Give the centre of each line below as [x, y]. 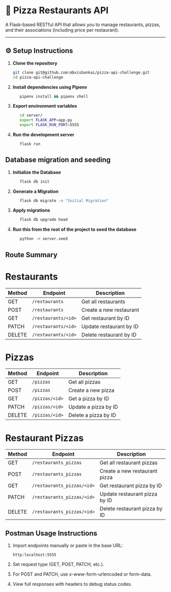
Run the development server [44, 134]
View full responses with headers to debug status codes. [72, 584]
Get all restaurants [103, 302]
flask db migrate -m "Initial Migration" [64, 201]
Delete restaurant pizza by [131, 509]
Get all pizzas [84, 382]
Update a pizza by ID [93, 407]
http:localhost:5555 [34, 555]
